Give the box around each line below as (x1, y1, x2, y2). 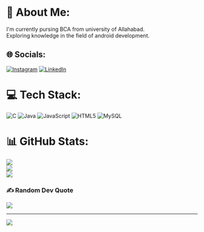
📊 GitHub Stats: (6, 134, 89, 148)
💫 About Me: (6, 5, 70, 19)
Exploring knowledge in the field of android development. (6, 31, 150, 39)
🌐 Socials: (6, 50, 46, 60)
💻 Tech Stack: (6, 88, 81, 102)
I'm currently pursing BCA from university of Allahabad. (6, 25, 144, 33)
